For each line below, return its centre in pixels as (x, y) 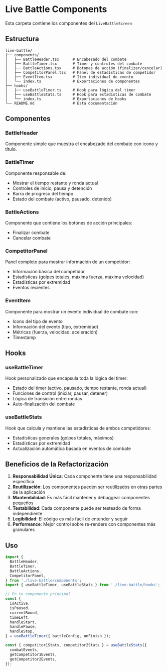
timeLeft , (20, 617)
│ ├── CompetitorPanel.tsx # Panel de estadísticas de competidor (80, 72)
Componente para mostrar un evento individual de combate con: (72, 311)
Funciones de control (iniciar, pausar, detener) (60, 393)
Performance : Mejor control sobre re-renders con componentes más (84, 524)
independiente (27, 514)
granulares (24, 530)
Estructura (22, 39)
